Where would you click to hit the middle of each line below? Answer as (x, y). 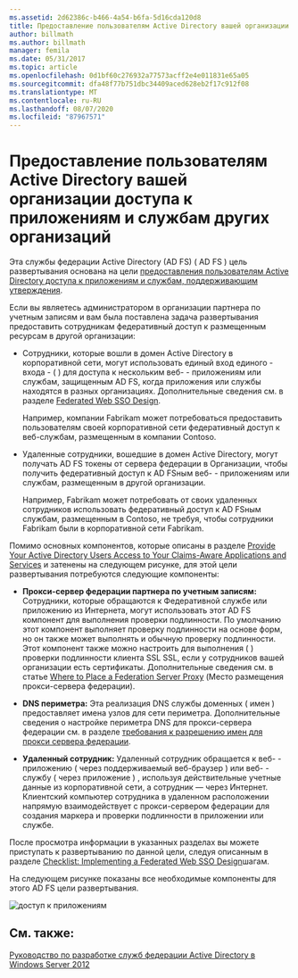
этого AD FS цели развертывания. (74, 888)
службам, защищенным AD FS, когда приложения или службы (141, 382)
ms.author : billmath (48, 42)
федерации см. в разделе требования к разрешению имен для (142, 732)
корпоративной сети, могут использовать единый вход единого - (148, 363)
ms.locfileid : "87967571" (57, 117)
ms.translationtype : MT (54, 92)
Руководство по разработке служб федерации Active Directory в (132, 955)
